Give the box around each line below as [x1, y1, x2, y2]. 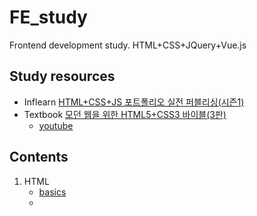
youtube [38, 119, 74, 131]
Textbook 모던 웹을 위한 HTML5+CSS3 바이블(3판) [23, 108, 227, 120]
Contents [9, 149, 69, 166]
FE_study [9, 6, 88, 29]
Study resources [9, 68, 116, 85]
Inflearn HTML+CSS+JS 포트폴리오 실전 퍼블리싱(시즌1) [23, 96, 245, 108]
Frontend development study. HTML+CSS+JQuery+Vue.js [9, 39, 247, 51]
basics [38, 186, 67, 198]
